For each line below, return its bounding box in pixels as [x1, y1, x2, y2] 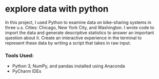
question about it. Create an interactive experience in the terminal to [5, 35, 142, 41]
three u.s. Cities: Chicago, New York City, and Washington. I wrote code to [5, 24, 155, 30]
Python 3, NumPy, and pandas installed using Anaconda [12, 63, 125, 69]
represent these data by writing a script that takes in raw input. [5, 40, 131, 46]
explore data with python [5, 3, 109, 15]
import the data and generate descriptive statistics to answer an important [5, 30, 155, 35]
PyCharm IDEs [12, 68, 41, 74]
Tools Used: [5, 52, 34, 59]
